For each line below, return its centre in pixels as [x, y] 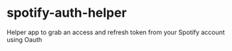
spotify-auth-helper [67, 13]
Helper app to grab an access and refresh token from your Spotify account [116, 32]
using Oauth [24, 39]
